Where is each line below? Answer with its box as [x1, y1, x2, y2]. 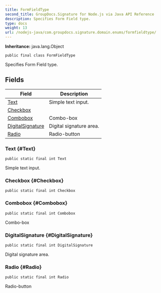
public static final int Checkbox [5, 188, 76, 193]
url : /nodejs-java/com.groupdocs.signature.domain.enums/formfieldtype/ [5, 30, 157, 35]
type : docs [5, 21, 27, 26]
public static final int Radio [5, 275, 69, 280]
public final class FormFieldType [5, 53, 76, 58]
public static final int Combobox [5, 211, 76, 216]
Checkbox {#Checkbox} [5, 177, 64, 184]
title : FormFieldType [5, 7, 49, 12]
